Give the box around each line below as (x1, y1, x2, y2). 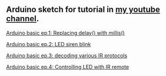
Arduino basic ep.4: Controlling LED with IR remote (6, 63, 130, 70)
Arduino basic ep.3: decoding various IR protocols (6, 52, 128, 59)
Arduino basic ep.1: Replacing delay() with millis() (6, 29, 125, 36)
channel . (6, 14, 39, 24)
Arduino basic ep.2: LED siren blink (6, 40, 91, 47)
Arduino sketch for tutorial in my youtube (6, 5, 161, 15)
